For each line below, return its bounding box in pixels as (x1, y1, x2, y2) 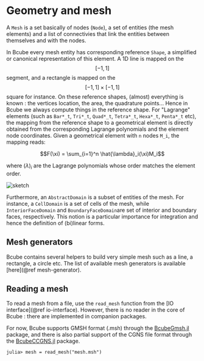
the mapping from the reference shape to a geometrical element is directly (6, 119, 193, 126)
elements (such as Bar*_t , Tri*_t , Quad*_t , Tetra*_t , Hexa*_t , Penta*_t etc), (6, 112, 197, 119)
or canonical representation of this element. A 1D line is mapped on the (6, 55, 184, 62)
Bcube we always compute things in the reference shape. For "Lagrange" (6, 106, 191, 113)
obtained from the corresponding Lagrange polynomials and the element (6, 125, 189, 133)
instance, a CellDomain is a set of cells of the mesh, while (6, 200, 149, 207)
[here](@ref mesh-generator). (6, 266, 82, 273)
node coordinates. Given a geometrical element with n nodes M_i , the (6, 131, 180, 139)
